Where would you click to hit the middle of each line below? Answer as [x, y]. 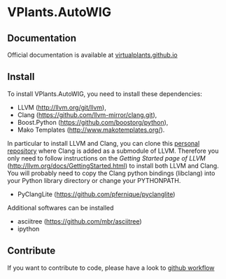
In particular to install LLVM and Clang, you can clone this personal [104, 143]
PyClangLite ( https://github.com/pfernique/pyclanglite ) [96, 194]
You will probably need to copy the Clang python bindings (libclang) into [111, 173]
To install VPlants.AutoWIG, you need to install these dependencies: [105, 94]
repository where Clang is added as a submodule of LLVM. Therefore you [113, 151]
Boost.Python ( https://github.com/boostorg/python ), [93, 122]
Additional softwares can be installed [61, 207]
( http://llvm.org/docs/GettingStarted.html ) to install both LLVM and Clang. [113, 165]
